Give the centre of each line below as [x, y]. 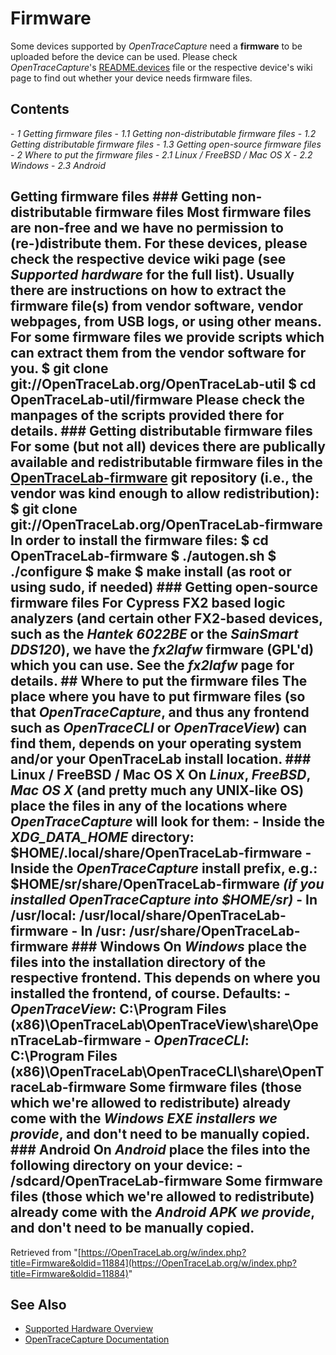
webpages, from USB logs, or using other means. [166, 322]
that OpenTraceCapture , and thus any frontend [160, 712]
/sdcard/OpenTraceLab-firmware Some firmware [166, 1181]
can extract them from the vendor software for [158, 353]
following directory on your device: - [126, 1165]
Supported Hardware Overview [89, 1329]
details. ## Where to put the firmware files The [159, 681]
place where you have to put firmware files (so [158, 697]
